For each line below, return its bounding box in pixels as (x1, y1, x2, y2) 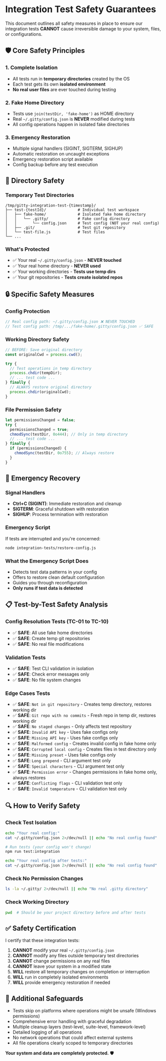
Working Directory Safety (5, 336, 70, 343)
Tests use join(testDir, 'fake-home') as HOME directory (12, 110, 134, 116)
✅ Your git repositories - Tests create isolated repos (12, 274, 123, 281)
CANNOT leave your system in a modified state (12, 963, 111, 969)
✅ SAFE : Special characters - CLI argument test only (12, 763, 125, 769)
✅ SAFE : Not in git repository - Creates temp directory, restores (12, 701, 152, 708)
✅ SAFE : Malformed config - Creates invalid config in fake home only (12, 740, 157, 746)
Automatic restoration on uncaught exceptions (12, 151, 110, 157)
